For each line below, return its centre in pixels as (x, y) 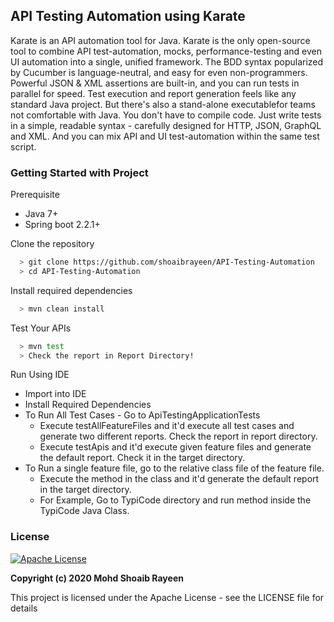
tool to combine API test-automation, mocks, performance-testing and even (166, 51)
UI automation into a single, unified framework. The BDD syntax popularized (167, 61)
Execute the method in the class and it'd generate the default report (179, 479)
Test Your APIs (41, 328)
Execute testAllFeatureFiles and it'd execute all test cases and (167, 426)
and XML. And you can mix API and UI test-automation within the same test (165, 136)
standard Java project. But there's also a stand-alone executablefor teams (163, 104)
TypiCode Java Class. (84, 511)
